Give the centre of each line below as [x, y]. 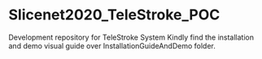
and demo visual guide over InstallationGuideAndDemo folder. [112, 45]
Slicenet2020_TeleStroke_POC [114, 15]
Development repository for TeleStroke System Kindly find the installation [131, 37]
